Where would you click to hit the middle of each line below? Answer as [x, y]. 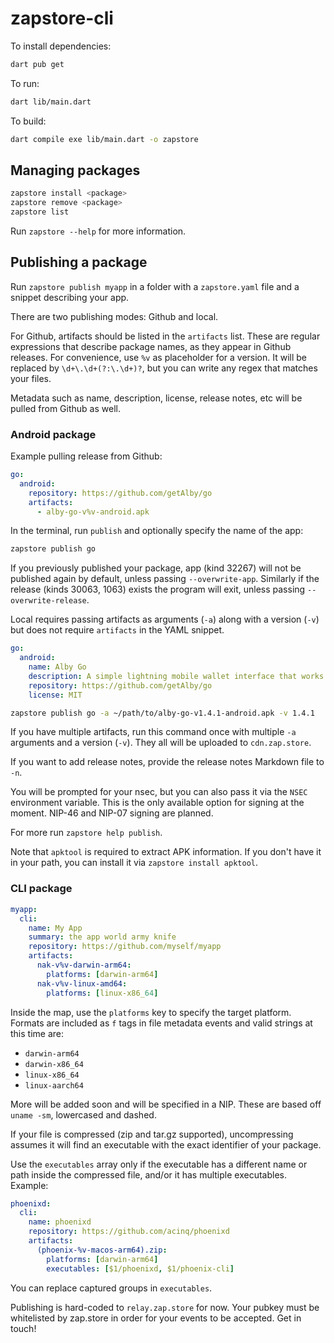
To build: [28, 121]
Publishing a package [79, 262]
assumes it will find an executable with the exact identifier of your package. [166, 1144]
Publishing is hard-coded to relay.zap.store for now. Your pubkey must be [165, 1307]
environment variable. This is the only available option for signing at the [157, 803]
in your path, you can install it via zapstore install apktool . [134, 863]
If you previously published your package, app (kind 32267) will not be [156, 568]
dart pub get [37, 64]
